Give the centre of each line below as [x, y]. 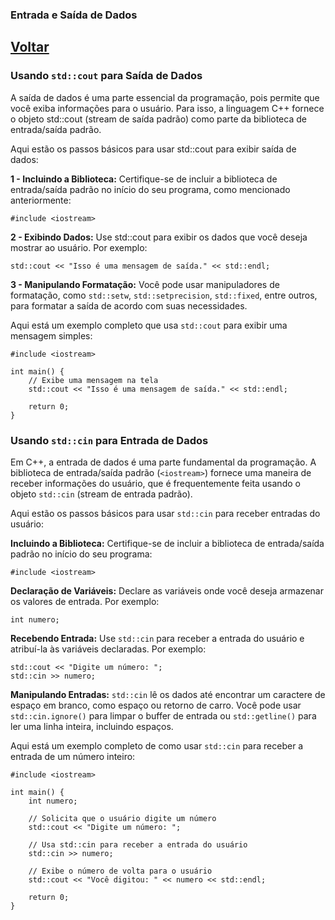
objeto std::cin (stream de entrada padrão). [101, 494]
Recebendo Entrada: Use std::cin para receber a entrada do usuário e [157, 638]
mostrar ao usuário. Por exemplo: [79, 247]
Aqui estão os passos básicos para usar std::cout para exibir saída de [153, 149]
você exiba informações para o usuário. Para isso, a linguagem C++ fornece [167, 108]
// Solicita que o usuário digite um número [122, 818]
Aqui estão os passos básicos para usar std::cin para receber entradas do [165, 513]
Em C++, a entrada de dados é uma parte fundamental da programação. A [163, 462]
